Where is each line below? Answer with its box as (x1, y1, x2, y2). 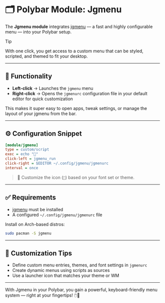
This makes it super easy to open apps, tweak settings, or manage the (5, 105, 147, 111)
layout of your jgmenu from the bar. (5, 111, 77, 116)
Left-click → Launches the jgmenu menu (12, 85, 93, 91)
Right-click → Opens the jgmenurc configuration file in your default (12, 90, 148, 96)
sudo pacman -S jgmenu (5, 230, 52, 236)
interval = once (5, 165, 38, 170)
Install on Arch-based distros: (5, 221, 65, 227)
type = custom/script (5, 147, 50, 152)
